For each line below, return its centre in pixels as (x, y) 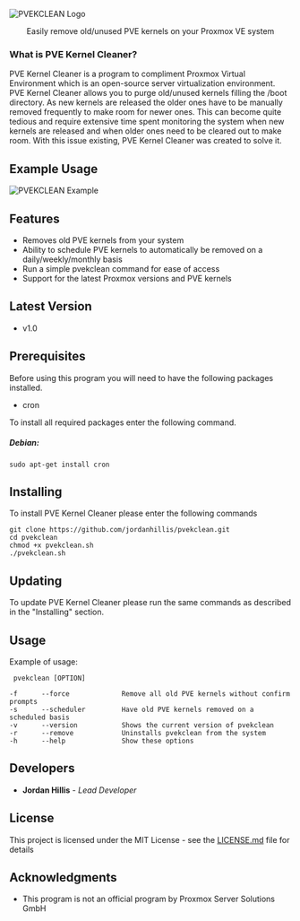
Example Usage (54, 169)
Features (34, 218)
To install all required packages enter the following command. (123, 422)
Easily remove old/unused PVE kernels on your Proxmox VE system (150, 31)
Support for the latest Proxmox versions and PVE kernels (127, 278)
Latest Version (51, 306)
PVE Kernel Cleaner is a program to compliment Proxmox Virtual (128, 74)
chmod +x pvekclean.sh (51, 546)
